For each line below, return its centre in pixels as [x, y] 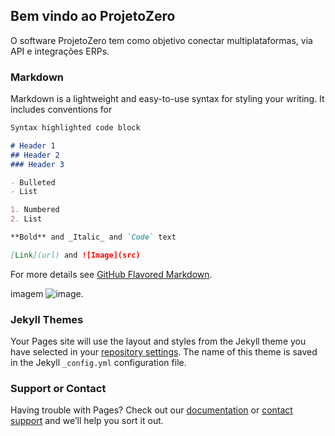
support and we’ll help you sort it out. [87, 421]
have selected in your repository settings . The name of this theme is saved [164, 352]
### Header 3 [37, 164]
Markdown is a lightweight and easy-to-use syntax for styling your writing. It [167, 99]
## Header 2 [35, 155]
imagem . [47, 293]
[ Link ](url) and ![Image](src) [75, 255]
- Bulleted [33, 182]
